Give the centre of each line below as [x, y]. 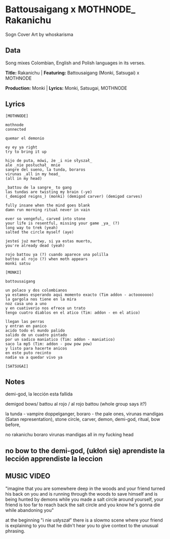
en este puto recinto [28, 353]
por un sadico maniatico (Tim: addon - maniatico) [60, 339]
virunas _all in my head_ [33, 174]
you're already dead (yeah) [35, 245]
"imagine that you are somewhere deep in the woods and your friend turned [85, 488]
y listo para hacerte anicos [36, 348]
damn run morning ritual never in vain [48, 210]
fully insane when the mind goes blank [48, 205]
